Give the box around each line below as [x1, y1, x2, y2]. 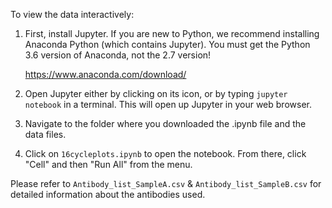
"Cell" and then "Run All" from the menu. [24, 159, 193, 170]
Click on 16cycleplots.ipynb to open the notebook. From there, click [24, 148, 307, 159]
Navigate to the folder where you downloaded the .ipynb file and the [24, 118, 307, 129]
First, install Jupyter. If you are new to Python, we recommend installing [24, 28, 320, 39]
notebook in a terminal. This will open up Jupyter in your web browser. [24, 99, 312, 110]
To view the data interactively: [10, 9, 135, 20]
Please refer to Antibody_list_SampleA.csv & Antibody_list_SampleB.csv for [10, 178, 322, 189]
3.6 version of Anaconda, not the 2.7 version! [24, 49, 212, 61]
